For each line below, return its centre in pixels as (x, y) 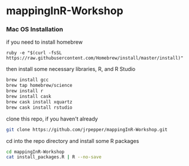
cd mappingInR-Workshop (35, 152)
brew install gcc (27, 80)
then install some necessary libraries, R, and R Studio (71, 69)
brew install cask (29, 97)
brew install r (25, 91)
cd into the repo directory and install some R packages (73, 141)
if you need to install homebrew (44, 42)
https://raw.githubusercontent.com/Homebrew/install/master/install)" (95, 58)
